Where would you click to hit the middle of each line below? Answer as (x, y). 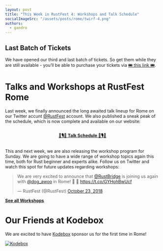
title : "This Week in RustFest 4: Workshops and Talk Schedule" (72, 14)
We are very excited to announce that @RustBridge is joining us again (88, 176)
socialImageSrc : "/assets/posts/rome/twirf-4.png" (58, 19)
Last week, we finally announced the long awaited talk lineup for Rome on (80, 111)
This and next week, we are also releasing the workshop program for (75, 151)
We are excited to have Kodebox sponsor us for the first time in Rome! (76, 234)
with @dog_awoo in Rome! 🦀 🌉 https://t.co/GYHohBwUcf (74, 181)
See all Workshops (25, 200)
